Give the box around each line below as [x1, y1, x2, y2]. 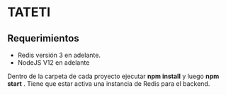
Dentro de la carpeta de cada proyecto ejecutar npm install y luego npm [7, 72, 220, 80]
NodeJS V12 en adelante [17, 58, 90, 67]
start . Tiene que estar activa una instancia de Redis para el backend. [7, 80, 210, 88]
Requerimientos [7, 32, 79, 44]
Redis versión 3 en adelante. [17, 51, 101, 59]
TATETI [7, 4, 51, 20]
